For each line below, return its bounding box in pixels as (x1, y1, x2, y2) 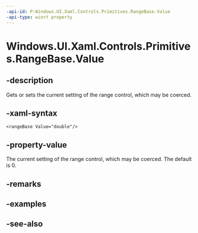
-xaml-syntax (6, 108, 58, 118)
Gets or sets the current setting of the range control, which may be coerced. (6, 91, 192, 98)
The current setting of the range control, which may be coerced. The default (6, 156, 192, 163)
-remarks (6, 179, 41, 189)
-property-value (6, 140, 67, 150)
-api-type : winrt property (6, 14, 73, 20)
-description (6, 76, 53, 86)
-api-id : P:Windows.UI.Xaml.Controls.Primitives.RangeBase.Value (6, 8, 170, 15)
